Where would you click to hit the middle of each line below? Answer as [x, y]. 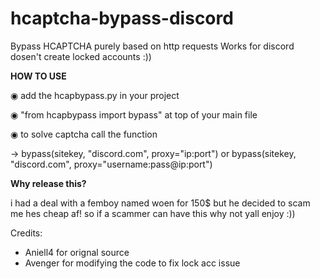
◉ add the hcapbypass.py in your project [95, 95]
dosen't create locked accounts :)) [81, 56]
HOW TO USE [38, 76]
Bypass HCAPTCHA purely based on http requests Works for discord [152, 46]
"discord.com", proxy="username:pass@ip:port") [111, 164]
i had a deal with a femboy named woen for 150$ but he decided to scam [160, 203]
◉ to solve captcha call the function [84, 134]
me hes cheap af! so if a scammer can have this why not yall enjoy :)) [153, 213]
